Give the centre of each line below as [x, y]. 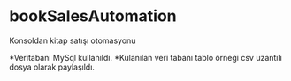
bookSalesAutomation [93, 16]
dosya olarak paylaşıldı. [52, 67]
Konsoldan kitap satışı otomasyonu [73, 40]
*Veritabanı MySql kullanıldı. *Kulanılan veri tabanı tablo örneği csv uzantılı [146, 57]
